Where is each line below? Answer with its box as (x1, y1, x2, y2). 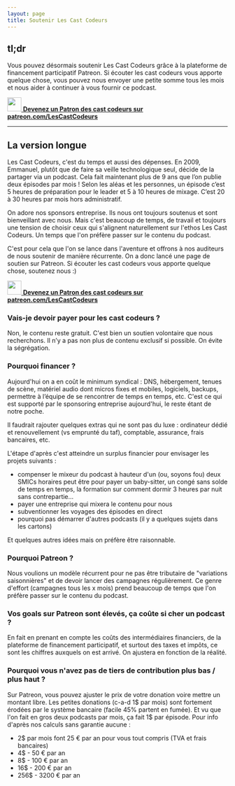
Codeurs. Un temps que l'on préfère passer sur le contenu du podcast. (7, 231, 211, 239)
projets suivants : (7, 456, 57, 465)
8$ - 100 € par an (17, 756, 69, 764)
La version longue (7, 139, 87, 151)
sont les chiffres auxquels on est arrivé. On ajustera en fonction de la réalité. (7, 648, 227, 657)
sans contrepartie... (17, 492, 74, 500)
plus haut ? (7, 675, 45, 685)
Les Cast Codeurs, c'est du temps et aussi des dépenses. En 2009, (7, 158, 201, 167)
